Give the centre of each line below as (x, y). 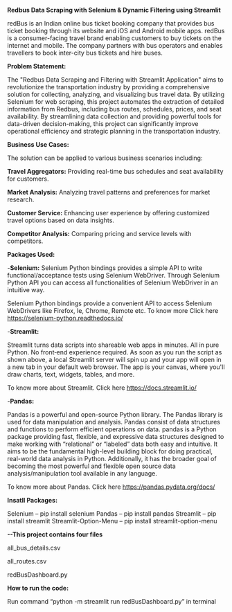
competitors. (25, 241)
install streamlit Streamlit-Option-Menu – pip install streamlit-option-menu (112, 521)
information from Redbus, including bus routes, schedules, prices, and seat (114, 109)
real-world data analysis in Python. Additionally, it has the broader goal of (112, 459)
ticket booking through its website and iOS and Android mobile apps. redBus (116, 31)
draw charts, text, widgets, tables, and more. (71, 374)
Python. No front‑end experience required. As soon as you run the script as (115, 352)
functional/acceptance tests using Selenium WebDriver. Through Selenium (114, 275)
